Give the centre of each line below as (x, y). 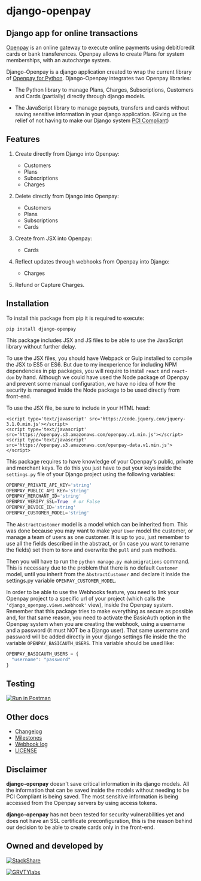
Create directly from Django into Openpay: (67, 153)
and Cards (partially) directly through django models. (80, 96)
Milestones (28, 738)
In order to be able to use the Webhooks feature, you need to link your (93, 592)
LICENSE (26, 750)
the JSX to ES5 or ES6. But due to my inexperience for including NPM (92, 364)
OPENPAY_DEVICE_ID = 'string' (41, 507)
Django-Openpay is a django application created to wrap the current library (99, 72)
